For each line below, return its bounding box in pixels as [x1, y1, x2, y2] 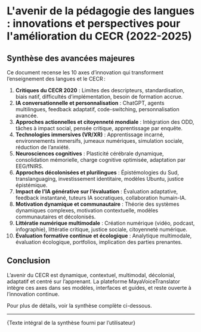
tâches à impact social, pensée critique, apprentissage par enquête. [15, 125, 183, 131]
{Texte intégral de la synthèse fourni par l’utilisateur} [7, 319, 136, 326]
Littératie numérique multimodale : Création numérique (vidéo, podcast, [15, 220, 195, 227]
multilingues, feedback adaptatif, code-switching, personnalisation [15, 106, 180, 112]
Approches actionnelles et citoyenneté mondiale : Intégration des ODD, [15, 118, 194, 126]
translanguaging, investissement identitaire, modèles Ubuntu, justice [15, 176, 184, 182]
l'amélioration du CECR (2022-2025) [7, 30, 193, 43]
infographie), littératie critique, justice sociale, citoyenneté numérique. [15, 226, 188, 233]
